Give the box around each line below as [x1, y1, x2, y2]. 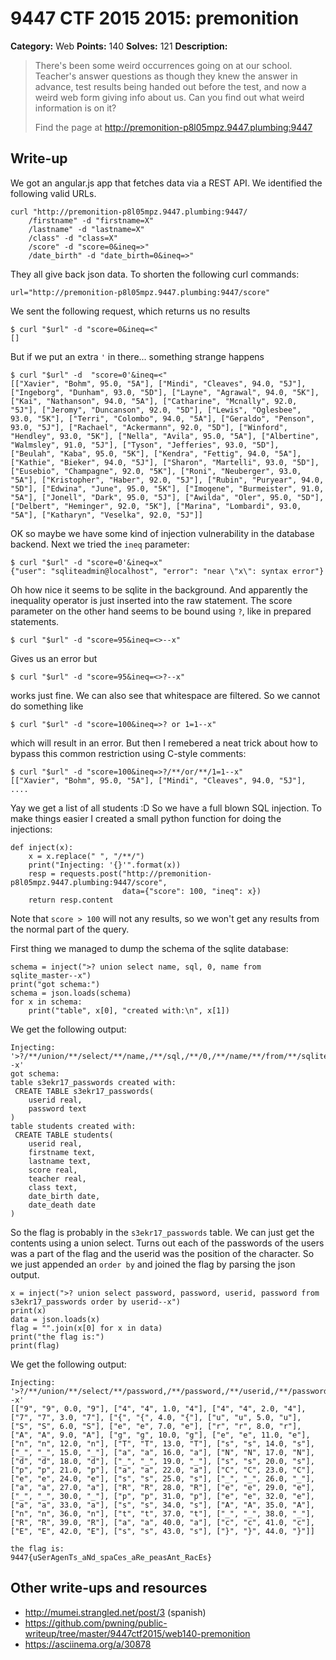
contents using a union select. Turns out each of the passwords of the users [10, 1237, 325, 1249]
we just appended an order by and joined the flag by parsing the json [10, 1258, 296, 1270]
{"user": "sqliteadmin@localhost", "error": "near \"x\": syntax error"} [10, 566, 325, 576]
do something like [10, 700, 84, 712]
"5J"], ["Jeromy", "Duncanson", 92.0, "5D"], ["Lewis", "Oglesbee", [10, 405, 302, 415]
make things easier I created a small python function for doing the [10, 812, 282, 824]
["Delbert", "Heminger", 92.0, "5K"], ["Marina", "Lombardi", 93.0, [10, 501, 302, 511]
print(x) [10, 1305, 47, 1316]
